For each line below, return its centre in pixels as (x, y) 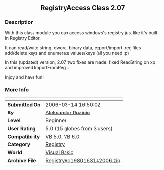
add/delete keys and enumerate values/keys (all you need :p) (67, 53)
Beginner (56, 120)
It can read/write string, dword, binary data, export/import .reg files (73, 47)
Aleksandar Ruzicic (68, 113)
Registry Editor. (25, 38)
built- (154, 33)
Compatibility (24, 136)
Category (19, 144)
